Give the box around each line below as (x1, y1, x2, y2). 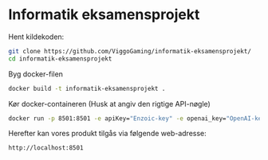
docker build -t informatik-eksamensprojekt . (8, 84, 166, 92)
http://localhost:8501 (8, 144, 84, 152)
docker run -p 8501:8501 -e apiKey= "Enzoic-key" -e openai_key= (8, 114, 227, 123)
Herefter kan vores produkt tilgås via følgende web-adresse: (8, 129, 207, 139)
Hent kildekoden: (8, 32, 65, 41)
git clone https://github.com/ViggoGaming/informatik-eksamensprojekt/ (8, 47, 251, 55)
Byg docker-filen (8, 69, 64, 79)
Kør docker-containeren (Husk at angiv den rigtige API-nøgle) (8, 99, 211, 108)
